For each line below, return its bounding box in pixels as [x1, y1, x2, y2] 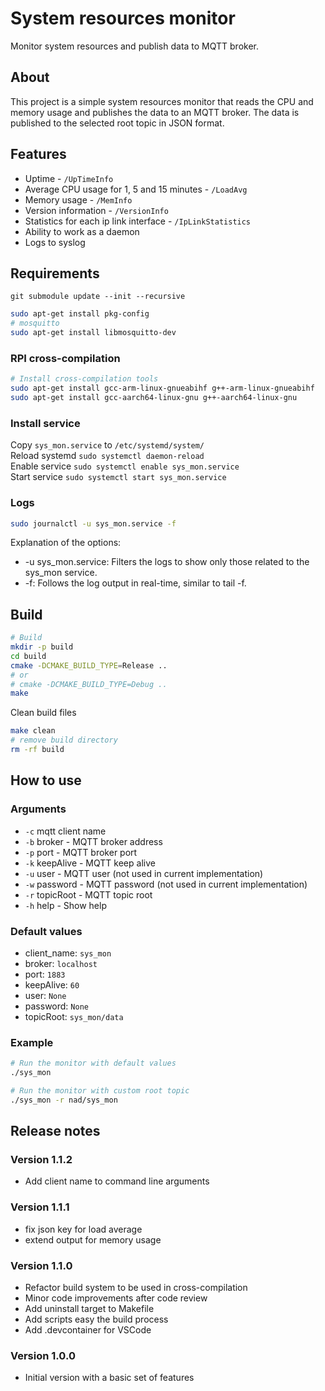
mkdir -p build [10, 642, 74, 652]
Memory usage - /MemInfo [24, 193, 133, 206]
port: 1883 [24, 968, 66, 980]
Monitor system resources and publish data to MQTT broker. [10, 40, 260, 52]
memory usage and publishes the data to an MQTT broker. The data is [10, 106, 300, 118]
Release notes [10, 1123, 101, 1140]
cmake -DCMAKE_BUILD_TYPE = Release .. [10, 660, 168, 671]
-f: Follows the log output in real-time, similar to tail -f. [24, 577, 247, 589]
